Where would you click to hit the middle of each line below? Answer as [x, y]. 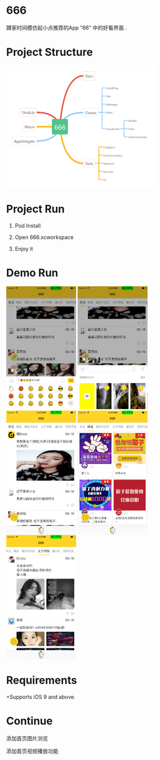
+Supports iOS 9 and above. [41, 697]
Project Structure [50, 52]
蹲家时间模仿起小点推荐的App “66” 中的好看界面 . [67, 27]
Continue [29, 721]
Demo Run [32, 273]
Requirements [42, 680]
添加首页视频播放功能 [32, 751]
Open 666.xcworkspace [44, 237]
